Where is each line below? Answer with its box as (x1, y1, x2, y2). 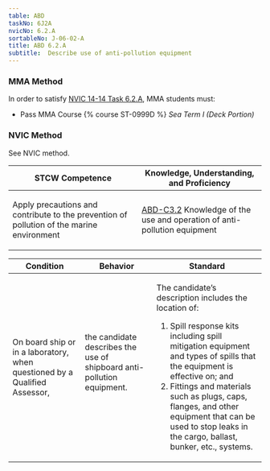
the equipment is (170, 360, 234, 371)
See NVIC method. (8, 148, 70, 158)
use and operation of (141, 214, 220, 225)
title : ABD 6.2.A (8, 42, 67, 50)
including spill (170, 330, 223, 341)
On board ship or (12, 336, 76, 347)
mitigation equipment (170, 340, 251, 351)
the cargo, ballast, (170, 431, 239, 442)
